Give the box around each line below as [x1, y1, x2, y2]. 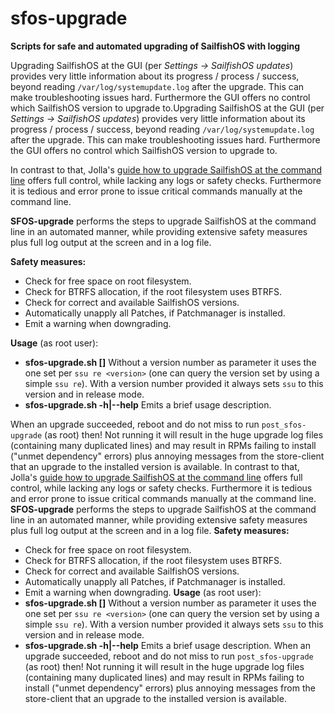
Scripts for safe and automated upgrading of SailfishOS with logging [10, 40, 301, 52]
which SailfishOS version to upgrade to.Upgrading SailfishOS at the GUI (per [10, 102, 325, 114]
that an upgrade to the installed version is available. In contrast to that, [10, 460, 300, 472]
